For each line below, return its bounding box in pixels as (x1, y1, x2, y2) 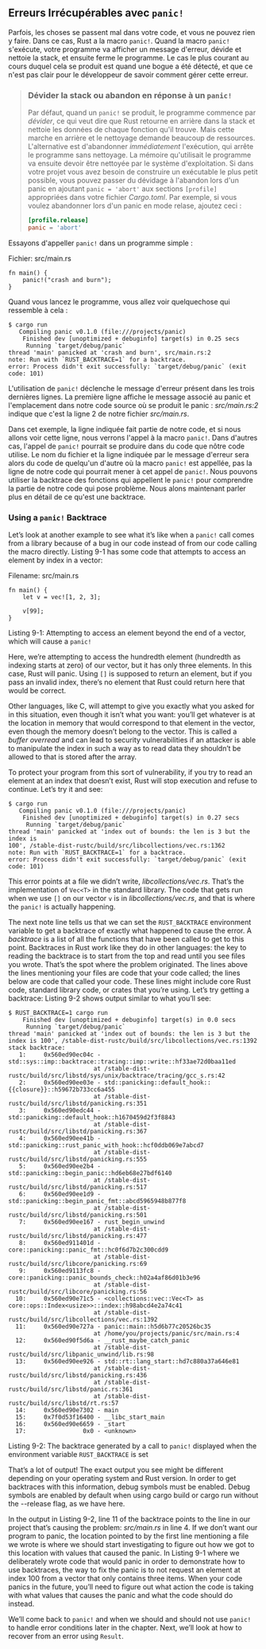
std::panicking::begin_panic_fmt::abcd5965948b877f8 (8, 1197, 187, 1205)
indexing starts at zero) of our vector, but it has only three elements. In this (8, 660, 253, 670)
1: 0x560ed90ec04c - (18, 1051, 102, 1059)
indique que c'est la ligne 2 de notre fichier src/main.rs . (8, 409, 190, 418)
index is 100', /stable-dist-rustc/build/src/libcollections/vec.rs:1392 (8, 1037, 258, 1045)
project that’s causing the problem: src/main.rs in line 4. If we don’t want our (8, 1523, 258, 1533)
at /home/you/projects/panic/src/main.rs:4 (93, 1330, 240, 1338)
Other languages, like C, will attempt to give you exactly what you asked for (8, 701, 255, 711)
